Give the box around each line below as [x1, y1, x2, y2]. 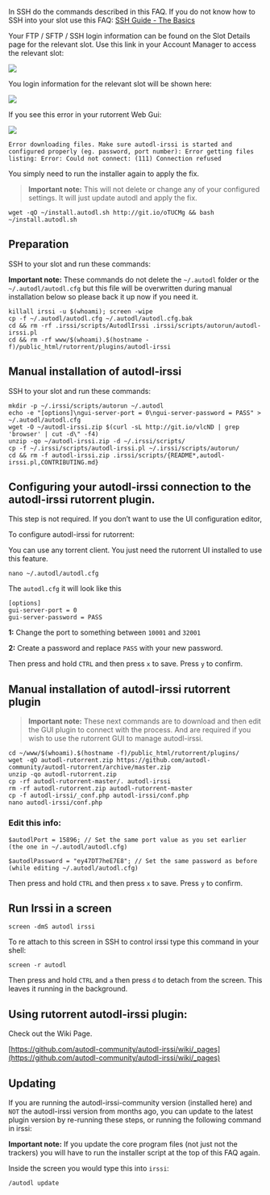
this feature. [8, 554, 48, 564]
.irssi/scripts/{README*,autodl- [112, 451, 226, 459]
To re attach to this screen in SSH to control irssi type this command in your [8, 937, 260, 947]
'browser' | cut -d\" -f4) [8, 430, 99, 438]
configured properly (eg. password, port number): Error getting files [8, 148, 254, 156]
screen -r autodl [8, 961, 67, 970]
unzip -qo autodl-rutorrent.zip [8, 770, 117, 778]
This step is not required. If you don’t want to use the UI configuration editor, [8, 514, 262, 524]
